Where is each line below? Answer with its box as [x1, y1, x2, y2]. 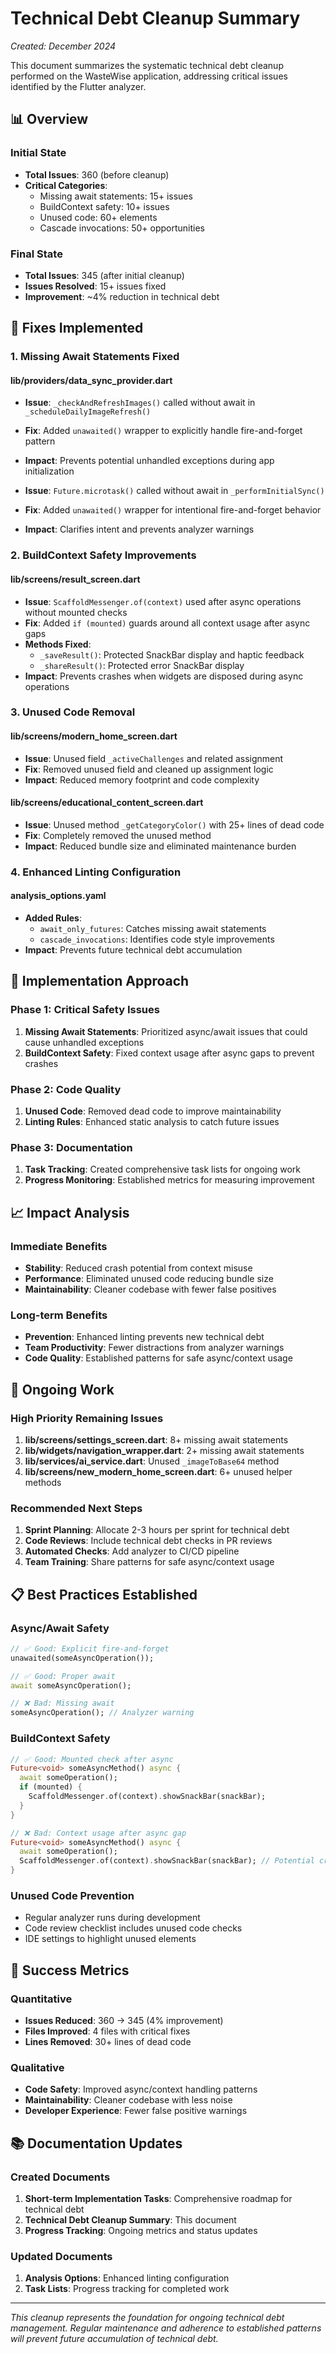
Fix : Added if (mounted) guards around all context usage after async [24, 617, 311, 629]
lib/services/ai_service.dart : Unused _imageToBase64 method [24, 1455, 280, 1467]
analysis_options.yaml [10, 890, 107, 902]
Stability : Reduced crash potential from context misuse [24, 1262, 253, 1274]
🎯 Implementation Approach [10, 973, 190, 990]
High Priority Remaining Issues [10, 1411, 164, 1425]
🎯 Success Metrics [10, 1962, 130, 1979]
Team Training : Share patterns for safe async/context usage [24, 1556, 275, 1568]
